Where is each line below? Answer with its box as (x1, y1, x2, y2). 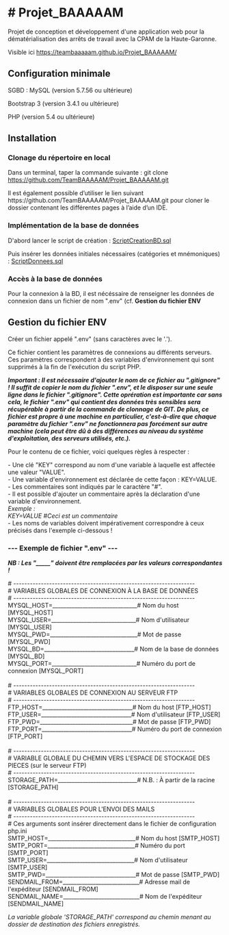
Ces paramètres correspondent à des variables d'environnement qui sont (8, 355, 215, 364)
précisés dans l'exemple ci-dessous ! (8, 526, 113, 534)
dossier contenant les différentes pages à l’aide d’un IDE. (8, 203, 168, 212)
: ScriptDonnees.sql (8, 257, 64, 265)
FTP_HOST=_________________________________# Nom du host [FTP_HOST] (8, 703, 211, 712)
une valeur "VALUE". (8, 468, 66, 476)
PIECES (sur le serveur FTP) (8, 762, 87, 770)
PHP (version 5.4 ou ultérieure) (8, 112, 95, 121)
